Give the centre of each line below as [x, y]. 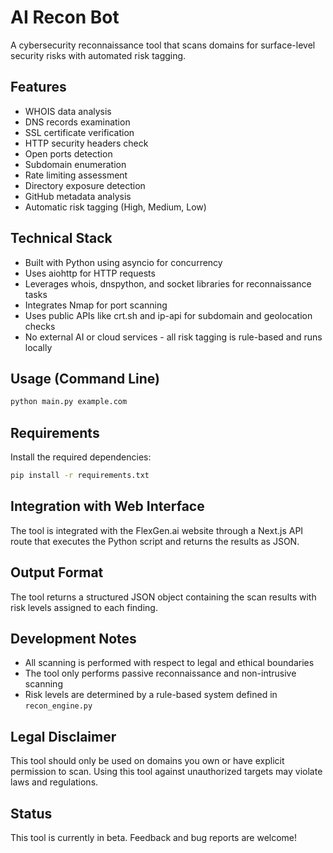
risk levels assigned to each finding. [84, 607]
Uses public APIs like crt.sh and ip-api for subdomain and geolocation [168, 315]
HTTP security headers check [86, 143]
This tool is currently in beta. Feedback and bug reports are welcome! [154, 837]
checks [40, 326]
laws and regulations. [54, 782]
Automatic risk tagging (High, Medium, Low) [115, 207]
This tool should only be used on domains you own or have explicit [147, 761]
